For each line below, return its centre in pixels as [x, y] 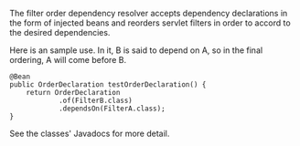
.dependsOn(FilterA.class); [112, 109]
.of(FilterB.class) [95, 100]
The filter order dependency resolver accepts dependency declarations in [149, 13]
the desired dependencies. [60, 32]
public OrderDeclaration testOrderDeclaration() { [108, 85]
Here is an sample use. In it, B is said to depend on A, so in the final [136, 50]
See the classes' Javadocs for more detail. [90, 133]
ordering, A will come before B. [68, 60]
